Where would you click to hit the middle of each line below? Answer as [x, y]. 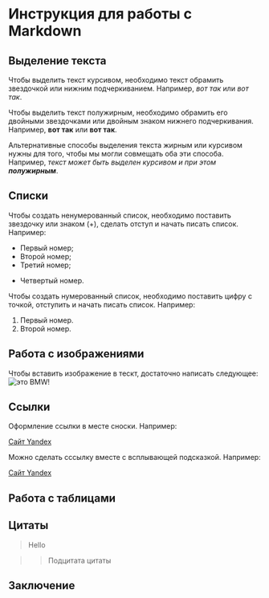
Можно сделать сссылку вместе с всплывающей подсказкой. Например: [134, 458]
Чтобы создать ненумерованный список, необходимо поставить [120, 215]
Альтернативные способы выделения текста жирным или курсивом [126, 145]
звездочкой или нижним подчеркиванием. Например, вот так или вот [128, 88]
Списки [29, 196]
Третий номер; [45, 265]
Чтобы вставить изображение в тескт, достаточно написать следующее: [133, 373]
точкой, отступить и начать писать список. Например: [102, 304]
